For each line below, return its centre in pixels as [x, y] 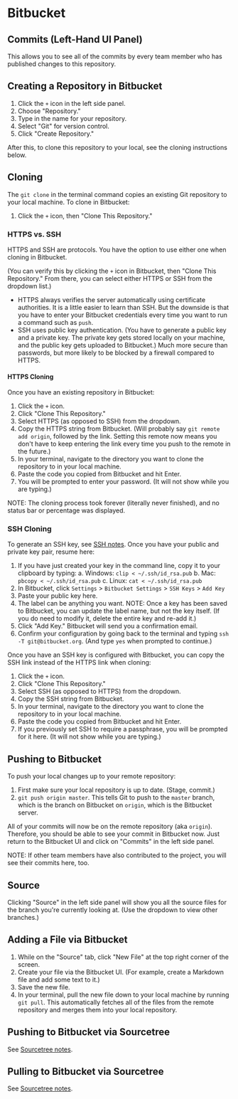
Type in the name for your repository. [72, 118]
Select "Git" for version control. [64, 126]
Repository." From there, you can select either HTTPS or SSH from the [110, 278]
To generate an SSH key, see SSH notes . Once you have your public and [113, 545]
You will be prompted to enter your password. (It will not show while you [123, 482]
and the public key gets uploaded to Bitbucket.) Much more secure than [123, 345]
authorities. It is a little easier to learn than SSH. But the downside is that [123, 307]
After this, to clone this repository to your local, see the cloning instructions [117, 147]
